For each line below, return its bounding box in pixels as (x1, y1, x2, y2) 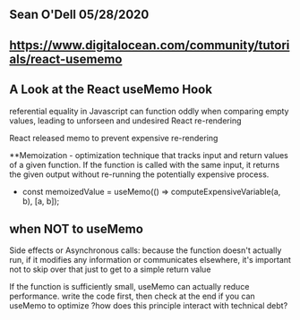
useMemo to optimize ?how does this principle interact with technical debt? (9, 300, 288, 311)
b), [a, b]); (21, 196, 60, 206)
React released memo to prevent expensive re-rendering (9, 132, 219, 143)
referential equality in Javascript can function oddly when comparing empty (9, 105, 289, 116)
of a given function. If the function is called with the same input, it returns (9, 159, 280, 170)
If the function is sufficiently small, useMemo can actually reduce (9, 282, 250, 292)
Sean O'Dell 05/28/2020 (9, 7, 150, 22)
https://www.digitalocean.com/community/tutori (9, 38, 290, 53)
